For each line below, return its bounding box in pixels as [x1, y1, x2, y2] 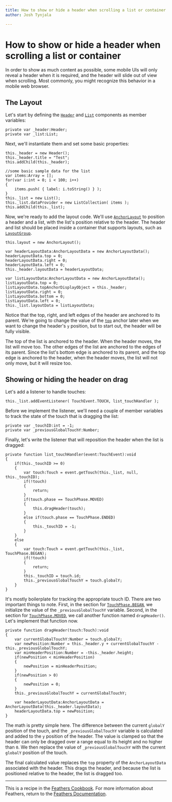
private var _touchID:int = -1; [5, 423, 74, 428]
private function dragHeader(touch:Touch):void [5, 628, 109, 633]
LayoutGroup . [5, 230, 32, 236]
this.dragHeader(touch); [32, 506, 86, 512]
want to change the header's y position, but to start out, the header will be [5, 323, 162, 329]
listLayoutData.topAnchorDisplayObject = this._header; [5, 285, 127, 290]
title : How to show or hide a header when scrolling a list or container [5, 7, 166, 13]
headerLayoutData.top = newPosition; [14, 709, 95, 714]
